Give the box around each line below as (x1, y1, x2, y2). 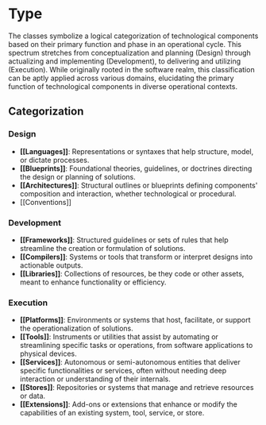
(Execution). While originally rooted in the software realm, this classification (8, 64, 256, 74)
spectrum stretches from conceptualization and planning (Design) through (8, 48, 252, 57)
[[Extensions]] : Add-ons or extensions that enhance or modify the (19, 400, 238, 409)
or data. (19, 391, 46, 401)
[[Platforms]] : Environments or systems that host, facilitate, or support (19, 315, 251, 325)
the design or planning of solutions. (19, 172, 137, 181)
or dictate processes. (19, 155, 90, 164)
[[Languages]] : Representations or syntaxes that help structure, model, (19, 146, 254, 156)
